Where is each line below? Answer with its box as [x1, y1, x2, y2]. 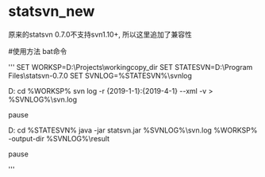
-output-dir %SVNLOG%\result [8, 133, 109, 143]
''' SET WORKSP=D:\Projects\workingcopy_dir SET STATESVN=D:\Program [8, 62, 253, 71]
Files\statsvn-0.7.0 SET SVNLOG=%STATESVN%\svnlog [8, 71, 193, 80]
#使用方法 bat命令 [8, 46, 67, 56]
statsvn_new [8, 2, 95, 21]
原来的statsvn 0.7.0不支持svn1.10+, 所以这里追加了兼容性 [8, 29, 193, 39]
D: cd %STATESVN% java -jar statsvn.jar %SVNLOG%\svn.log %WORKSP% [8, 125, 258, 135]
